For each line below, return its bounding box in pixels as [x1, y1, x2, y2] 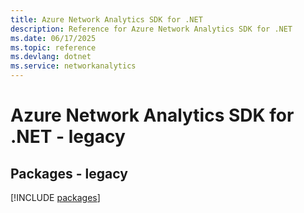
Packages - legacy [10, 165, 128, 182]
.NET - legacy [10, 126, 126, 148]
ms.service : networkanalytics [10, 61, 137, 71]
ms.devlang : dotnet [10, 52, 92, 62]
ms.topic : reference [10, 42, 97, 53]
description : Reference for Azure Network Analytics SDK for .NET [10, 24, 293, 34]
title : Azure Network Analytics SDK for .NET [10, 14, 203, 25]
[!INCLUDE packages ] [10, 192, 101, 203]
